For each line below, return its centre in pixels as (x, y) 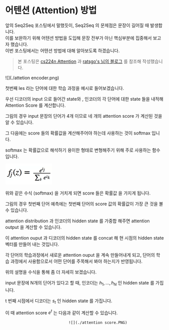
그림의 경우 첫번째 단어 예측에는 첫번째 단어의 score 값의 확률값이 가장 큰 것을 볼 (84, 204)
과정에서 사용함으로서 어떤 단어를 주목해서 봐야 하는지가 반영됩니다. (76, 261)
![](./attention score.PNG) (98, 323)
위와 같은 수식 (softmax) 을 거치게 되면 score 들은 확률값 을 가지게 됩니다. (78, 193)
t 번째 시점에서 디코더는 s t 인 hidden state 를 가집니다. (59, 301)
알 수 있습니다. (19, 122)
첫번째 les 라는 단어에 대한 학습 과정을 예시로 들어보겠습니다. (65, 88)
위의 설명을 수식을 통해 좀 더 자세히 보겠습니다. (51, 272)
